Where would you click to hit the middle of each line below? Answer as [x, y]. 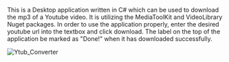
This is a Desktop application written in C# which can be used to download [113, 10]
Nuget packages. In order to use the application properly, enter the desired [113, 24]
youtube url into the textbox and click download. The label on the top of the [114, 31]
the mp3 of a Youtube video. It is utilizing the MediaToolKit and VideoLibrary [115, 17]
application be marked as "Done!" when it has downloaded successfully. [110, 39]
